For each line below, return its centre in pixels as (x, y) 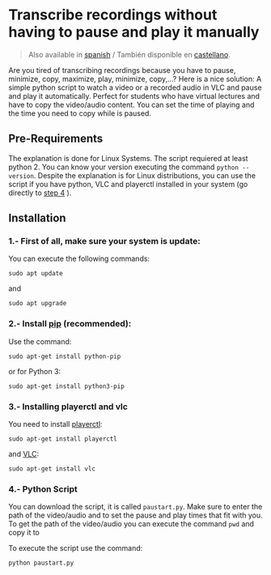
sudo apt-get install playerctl (63, 439)
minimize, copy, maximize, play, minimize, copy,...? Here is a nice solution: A (135, 79)
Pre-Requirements (56, 139)
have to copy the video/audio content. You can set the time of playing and (131, 104)
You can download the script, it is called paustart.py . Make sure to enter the (135, 507)
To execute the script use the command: (76, 548)
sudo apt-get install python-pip (65, 356)
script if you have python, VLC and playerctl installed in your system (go (128, 184)
